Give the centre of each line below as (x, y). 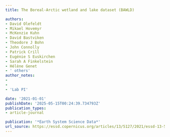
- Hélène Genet (21, 66)
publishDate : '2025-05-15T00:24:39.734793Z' (53, 103)
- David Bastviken (25, 38)
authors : (14, 19)
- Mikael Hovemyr (24, 28)
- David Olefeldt (24, 24)
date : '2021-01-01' (26, 99)
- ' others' (18, 71)
